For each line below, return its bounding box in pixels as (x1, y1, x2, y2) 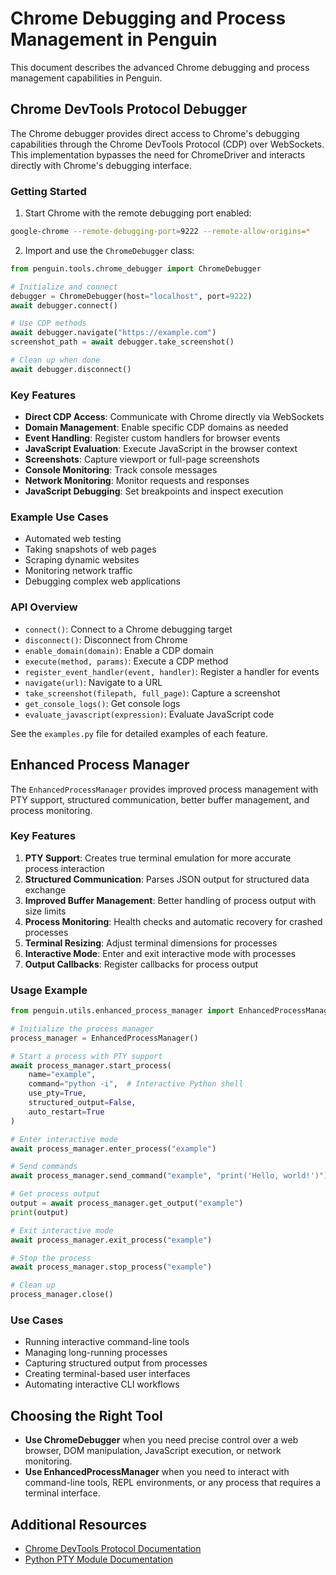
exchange (24, 883, 67, 896)
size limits (24, 905, 67, 917)
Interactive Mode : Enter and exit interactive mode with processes (24, 947, 297, 959)
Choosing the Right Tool (10, 1407, 163, 1424)
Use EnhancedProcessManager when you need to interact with (24, 1466, 290, 1478)
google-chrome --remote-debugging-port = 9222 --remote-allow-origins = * (10, 227, 311, 237)
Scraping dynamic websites (24, 554, 140, 566)
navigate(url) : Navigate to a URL (24, 676, 163, 688)
